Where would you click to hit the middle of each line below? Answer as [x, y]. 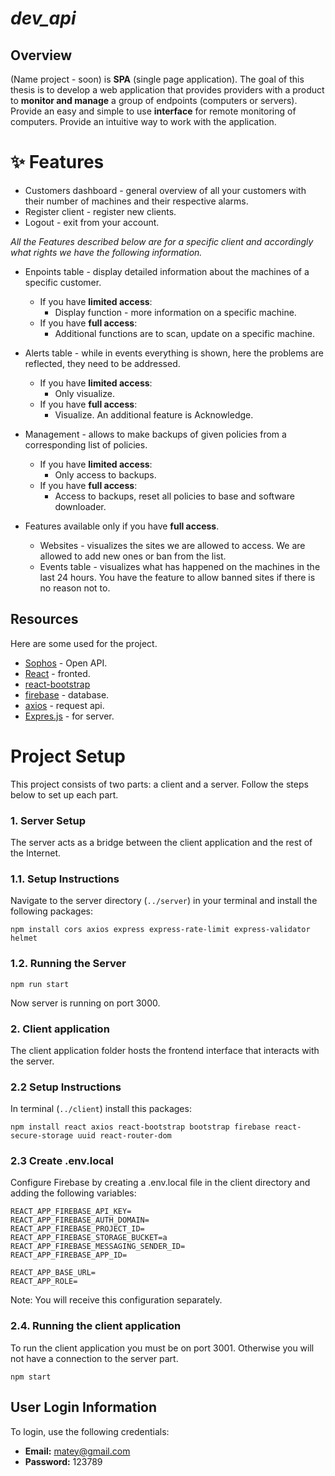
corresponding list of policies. [86, 444]
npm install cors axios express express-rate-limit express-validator [160, 930]
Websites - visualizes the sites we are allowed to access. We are [172, 545]
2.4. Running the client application [96, 1326]
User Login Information [84, 1407]
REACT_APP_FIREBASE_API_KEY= [71, 1212]
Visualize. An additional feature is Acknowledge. [154, 414]
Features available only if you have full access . [122, 526]
